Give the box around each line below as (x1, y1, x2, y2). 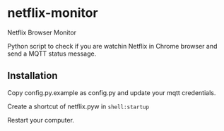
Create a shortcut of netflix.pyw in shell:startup (7, 102, 150, 111)
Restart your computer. (7, 116, 74, 124)
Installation (7, 70, 58, 82)
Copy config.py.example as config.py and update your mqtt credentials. (7, 88, 216, 96)
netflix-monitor (7, 5, 98, 21)
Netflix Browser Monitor (7, 28, 76, 37)
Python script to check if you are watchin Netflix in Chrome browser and (7, 42, 218, 50)
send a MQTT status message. (7, 49, 97, 58)
